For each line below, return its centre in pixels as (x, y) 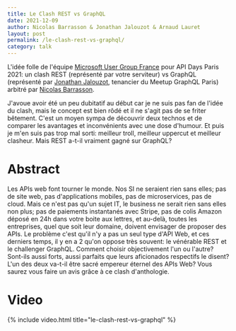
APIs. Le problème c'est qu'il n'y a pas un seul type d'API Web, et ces (108, 233)
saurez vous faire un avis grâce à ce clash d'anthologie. (88, 271)
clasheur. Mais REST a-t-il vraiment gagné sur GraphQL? (90, 141)
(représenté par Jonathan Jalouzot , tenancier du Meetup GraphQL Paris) (113, 82)
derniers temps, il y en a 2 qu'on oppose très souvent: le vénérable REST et (117, 241)
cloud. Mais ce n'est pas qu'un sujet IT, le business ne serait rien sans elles (117, 204)
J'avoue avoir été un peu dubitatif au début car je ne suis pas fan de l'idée (116, 103)
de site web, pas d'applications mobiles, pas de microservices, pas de (110, 196)
